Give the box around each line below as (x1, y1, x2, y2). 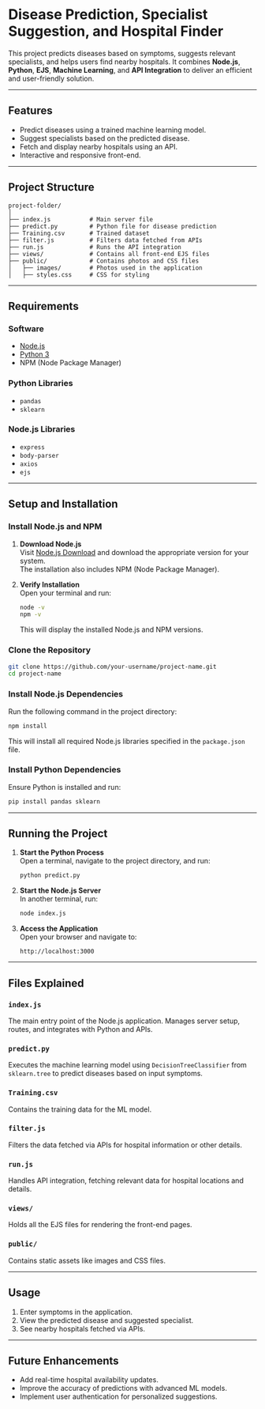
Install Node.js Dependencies (8, 689, 124, 700)
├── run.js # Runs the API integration (8, 243, 181, 251)
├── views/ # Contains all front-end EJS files (8, 250, 211, 258)
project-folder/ (8, 202, 62, 210)
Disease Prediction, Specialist (8, 6, 208, 24)
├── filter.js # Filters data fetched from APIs (8, 236, 203, 244)
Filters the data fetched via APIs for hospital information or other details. (8, 1140, 243, 1150)
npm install (8, 722, 47, 730)
